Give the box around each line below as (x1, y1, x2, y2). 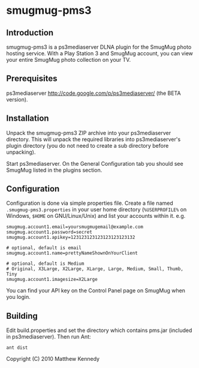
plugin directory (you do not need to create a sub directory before (6, 142, 169, 149)
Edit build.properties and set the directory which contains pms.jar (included (6, 327, 192, 334)
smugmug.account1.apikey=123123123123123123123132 (6, 235, 135, 241)
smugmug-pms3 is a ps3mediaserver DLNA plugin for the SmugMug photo (6, 43, 192, 50)
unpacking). (6, 148, 36, 155)
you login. (6, 294, 31, 301)
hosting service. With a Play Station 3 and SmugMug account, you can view (6, 50, 194, 57)
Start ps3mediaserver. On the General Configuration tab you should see (6, 160, 184, 167)
